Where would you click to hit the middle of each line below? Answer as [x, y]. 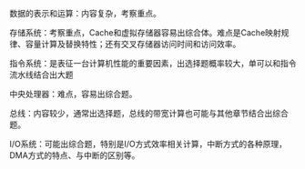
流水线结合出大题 [41, 75]
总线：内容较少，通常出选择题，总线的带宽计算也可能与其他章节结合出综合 [149, 113]
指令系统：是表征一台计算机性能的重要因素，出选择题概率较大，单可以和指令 [153, 63]
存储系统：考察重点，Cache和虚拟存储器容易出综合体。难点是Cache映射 [146, 33]
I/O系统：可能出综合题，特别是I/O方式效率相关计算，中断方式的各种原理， [148, 144]
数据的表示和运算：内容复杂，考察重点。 [85, 13]
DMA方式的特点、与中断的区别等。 [75, 155]
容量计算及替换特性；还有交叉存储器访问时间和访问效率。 [133, 44]
